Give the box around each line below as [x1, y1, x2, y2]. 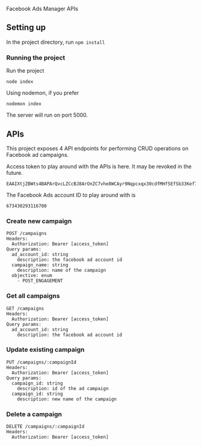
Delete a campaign [6, 410, 62, 418]
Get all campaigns [6, 292, 60, 300]
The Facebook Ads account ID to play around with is [6, 191, 136, 198]
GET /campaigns [6, 305, 44, 311]
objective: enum [11, 273, 52, 279]
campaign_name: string [11, 262, 69, 268]
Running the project [6, 53, 66, 62]
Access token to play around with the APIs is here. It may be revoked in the [6, 162, 192, 170]
